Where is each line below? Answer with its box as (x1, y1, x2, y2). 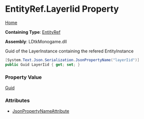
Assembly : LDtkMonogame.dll (5, 38, 67, 45)
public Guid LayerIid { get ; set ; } (5, 62, 80, 67)
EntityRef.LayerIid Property (5, 3, 119, 15)
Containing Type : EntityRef (5, 29, 60, 35)
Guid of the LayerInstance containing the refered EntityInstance (5, 48, 134, 54)
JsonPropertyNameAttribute (12, 108, 70, 114)
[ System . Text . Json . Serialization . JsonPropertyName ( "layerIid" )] (5, 57, 140, 62)
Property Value (5, 73, 42, 80)
